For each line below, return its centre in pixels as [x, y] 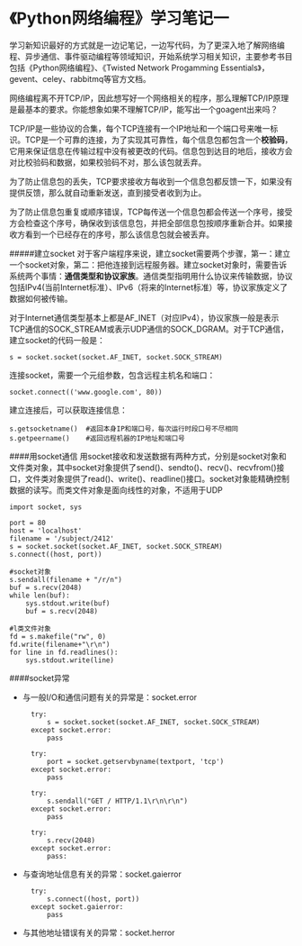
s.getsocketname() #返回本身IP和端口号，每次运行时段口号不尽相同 [124, 429]
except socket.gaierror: [77, 906]
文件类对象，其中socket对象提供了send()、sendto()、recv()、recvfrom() [143, 467]
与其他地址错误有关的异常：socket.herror [98, 932]
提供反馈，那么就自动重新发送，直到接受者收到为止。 [108, 192]
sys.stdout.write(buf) [68, 603]
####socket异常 [40, 678]
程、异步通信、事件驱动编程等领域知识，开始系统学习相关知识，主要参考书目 [151, 56]
